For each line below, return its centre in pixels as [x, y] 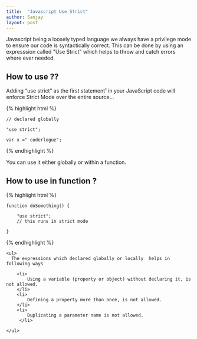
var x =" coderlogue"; [34, 140]
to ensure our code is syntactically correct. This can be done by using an [95, 45]
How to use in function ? [52, 181]
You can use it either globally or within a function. [66, 162]
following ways [25, 264]
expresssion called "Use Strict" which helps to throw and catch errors [91, 52]
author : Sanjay [25, 17]
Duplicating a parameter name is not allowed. [86, 315]
